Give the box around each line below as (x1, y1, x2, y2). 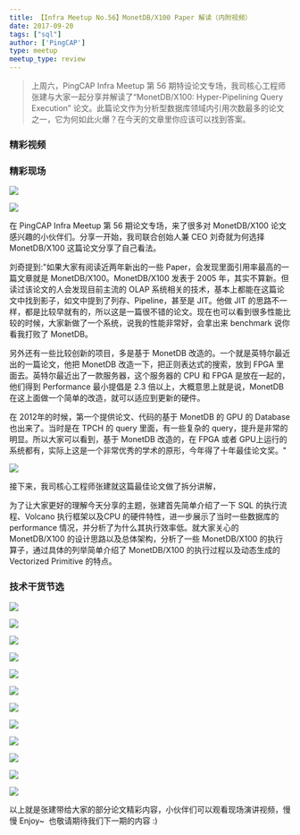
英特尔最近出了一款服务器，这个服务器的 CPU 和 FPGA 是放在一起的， (32, 371, 290, 381)
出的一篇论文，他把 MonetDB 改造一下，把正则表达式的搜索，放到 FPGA (9, 359, 275, 370)
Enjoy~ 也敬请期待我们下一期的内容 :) (19, 815, 158, 826)
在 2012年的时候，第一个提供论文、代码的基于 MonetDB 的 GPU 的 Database (9, 412, 290, 422)
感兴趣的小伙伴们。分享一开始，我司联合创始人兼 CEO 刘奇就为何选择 (9, 232, 265, 243)
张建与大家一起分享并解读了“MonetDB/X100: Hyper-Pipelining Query (30, 91, 284, 102)
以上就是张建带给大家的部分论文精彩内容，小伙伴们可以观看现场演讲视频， (9, 804, 283, 814)
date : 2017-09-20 (9, 21, 74, 30)
